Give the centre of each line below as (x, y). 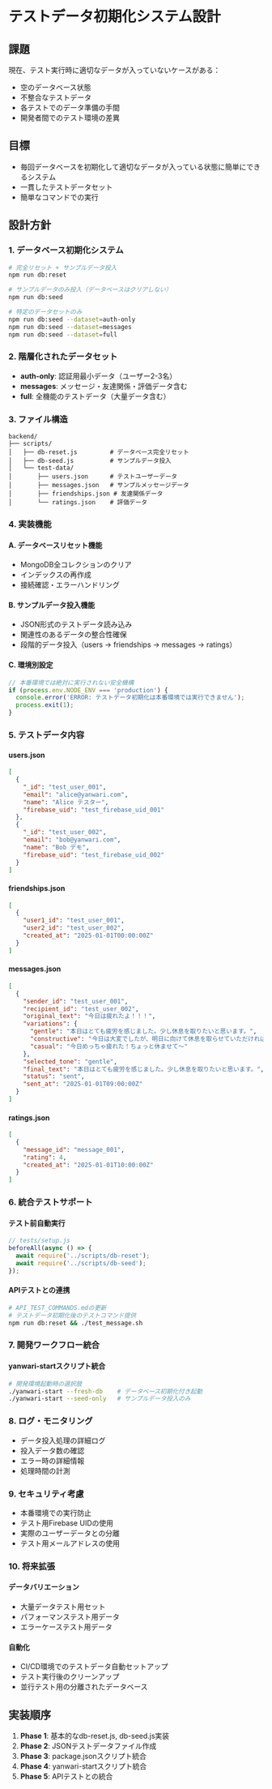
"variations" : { (51, 1024)
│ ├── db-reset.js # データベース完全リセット (99, 452)
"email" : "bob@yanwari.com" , (72, 840)
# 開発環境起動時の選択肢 (45, 1384)
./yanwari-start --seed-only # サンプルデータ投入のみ (100, 1399)
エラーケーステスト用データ (66, 1627)
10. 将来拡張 (32, 1566)
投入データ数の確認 (52, 1450)
